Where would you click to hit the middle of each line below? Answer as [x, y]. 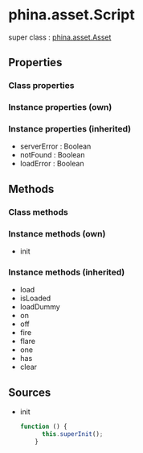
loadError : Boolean [52, 164]
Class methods [38, 212]
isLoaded [35, 298]
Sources [30, 392]
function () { [43, 427]
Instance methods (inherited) [67, 272]
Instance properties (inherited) [70, 129]
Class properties [41, 86]
